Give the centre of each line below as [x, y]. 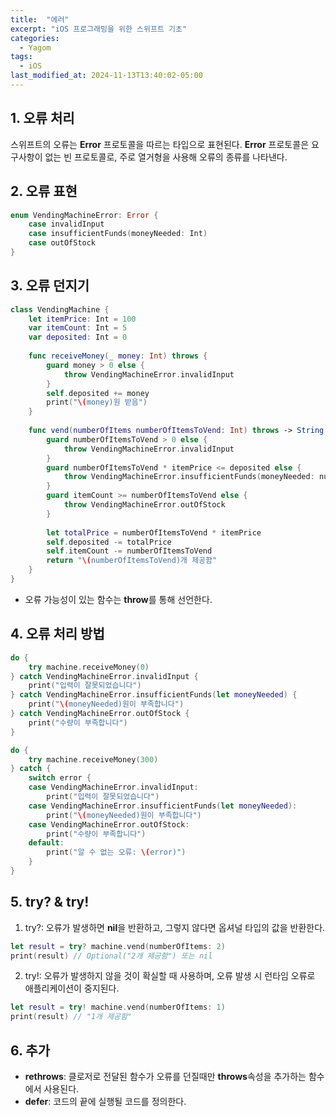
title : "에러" [40, 19]
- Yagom [35, 47]
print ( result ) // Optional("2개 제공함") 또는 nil [111, 956]
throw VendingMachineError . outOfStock [144, 505]
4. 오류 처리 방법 [57, 634]
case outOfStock [62, 243]
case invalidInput [66, 224]
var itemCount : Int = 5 [78, 328]
